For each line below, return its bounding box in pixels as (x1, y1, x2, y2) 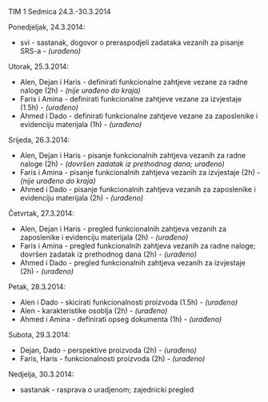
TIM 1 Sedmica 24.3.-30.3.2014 (8, 7, 111, 16)
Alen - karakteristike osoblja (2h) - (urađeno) (19, 306, 168, 315)
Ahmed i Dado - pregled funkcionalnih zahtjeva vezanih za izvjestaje (19, 258, 246, 267)
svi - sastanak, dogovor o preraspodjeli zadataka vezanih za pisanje (19, 38, 244, 47)
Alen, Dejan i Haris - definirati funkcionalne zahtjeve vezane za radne (19, 78, 248, 86)
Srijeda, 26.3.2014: (8, 135, 70, 145)
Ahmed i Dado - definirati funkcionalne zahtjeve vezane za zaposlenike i (19, 111, 258, 121)
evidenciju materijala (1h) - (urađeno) (19, 120, 142, 129)
